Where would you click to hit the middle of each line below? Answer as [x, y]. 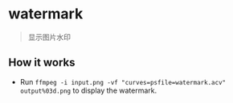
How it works [42, 63]
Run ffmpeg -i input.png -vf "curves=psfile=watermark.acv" [123, 81]
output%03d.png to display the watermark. [88, 90]
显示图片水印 [49, 37]
